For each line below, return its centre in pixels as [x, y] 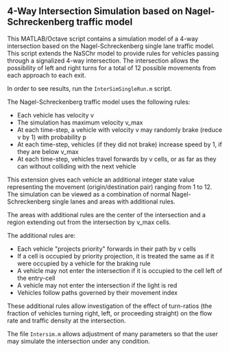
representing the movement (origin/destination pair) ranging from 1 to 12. [110, 187]
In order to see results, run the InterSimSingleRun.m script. [90, 88]
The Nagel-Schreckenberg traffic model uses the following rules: [99, 102]
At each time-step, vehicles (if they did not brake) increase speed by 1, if [120, 144]
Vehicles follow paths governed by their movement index [97, 292]
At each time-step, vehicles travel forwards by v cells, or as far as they [117, 159]
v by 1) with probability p [52, 137]
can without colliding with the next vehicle [76, 166]
